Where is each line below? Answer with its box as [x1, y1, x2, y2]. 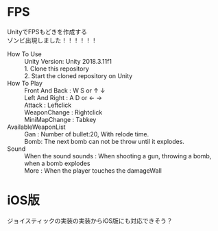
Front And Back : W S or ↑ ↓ [24, 86, 106, 95]
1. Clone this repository [24, 64, 89, 73]
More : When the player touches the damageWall [24, 166, 162, 175]
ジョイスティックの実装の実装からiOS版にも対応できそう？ [7, 217, 173, 225]
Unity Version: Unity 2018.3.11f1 [24, 57, 112, 65]
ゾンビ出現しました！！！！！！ [7, 36, 97, 45]
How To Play [7, 79, 43, 87]
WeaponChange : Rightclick [24, 108, 103, 117]
